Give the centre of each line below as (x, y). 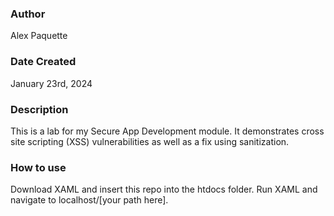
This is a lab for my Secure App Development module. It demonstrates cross (167, 131)
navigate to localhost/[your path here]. (89, 200)
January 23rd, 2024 (51, 83)
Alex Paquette (39, 36)
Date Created (43, 62)
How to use (38, 167)
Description (39, 109)
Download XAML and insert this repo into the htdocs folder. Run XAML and (164, 189)
